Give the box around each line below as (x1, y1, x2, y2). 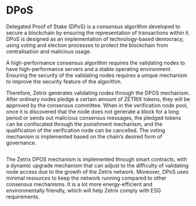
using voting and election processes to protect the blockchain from (6, 42, 168, 49)
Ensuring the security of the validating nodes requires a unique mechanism (6, 72, 188, 79)
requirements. (6, 193, 40, 200)
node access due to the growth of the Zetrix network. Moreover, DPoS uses (6, 168, 189, 175)
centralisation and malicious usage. (6, 48, 92, 55)
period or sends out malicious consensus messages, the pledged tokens (6, 114, 181, 121)
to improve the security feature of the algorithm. (6, 77, 122, 85)
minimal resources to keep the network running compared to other (6, 174, 167, 181)
